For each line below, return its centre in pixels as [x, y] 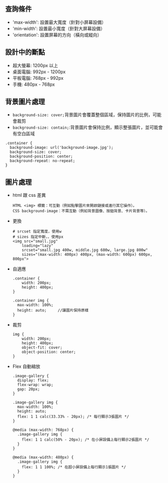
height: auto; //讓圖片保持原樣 [53, 310]
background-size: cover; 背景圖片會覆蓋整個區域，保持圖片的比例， [82, 115]
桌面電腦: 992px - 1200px [39, 72]
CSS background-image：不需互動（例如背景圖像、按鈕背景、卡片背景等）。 [81, 211]
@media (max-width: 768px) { [43, 430]
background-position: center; [41, 156]
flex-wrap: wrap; [35, 385]
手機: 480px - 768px [34, 84]
